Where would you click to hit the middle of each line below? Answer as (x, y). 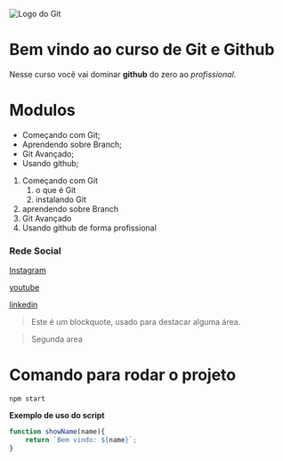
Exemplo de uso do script (57, 416)
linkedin (24, 305)
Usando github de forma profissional (89, 228)
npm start (28, 399)
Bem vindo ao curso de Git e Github (142, 50)
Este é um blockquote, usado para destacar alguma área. (136, 322)
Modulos (42, 110)
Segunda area (57, 339)
